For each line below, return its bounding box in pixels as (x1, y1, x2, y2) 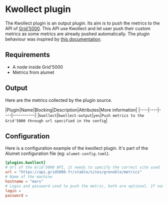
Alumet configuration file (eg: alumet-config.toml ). (5, 150, 110, 156)
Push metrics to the (101, 113, 144, 118)
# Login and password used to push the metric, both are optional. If (5, 183, 155, 188)
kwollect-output (58, 113, 92, 118)
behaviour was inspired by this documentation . (5, 36, 102, 42)
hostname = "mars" (5, 179, 43, 184)
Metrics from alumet (12, 69, 54, 75)
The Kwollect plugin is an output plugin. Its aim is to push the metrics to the (5, 20, 160, 26)
